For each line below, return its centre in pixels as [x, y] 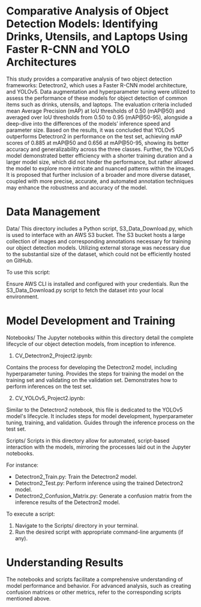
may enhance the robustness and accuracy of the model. [77, 187]
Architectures [41, 62]
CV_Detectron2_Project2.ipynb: [54, 356]
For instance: [22, 465]
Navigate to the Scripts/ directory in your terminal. [77, 525]
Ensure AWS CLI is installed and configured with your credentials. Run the [97, 283]
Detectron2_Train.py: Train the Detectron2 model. [76, 476]
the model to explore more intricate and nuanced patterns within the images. [101, 168]
